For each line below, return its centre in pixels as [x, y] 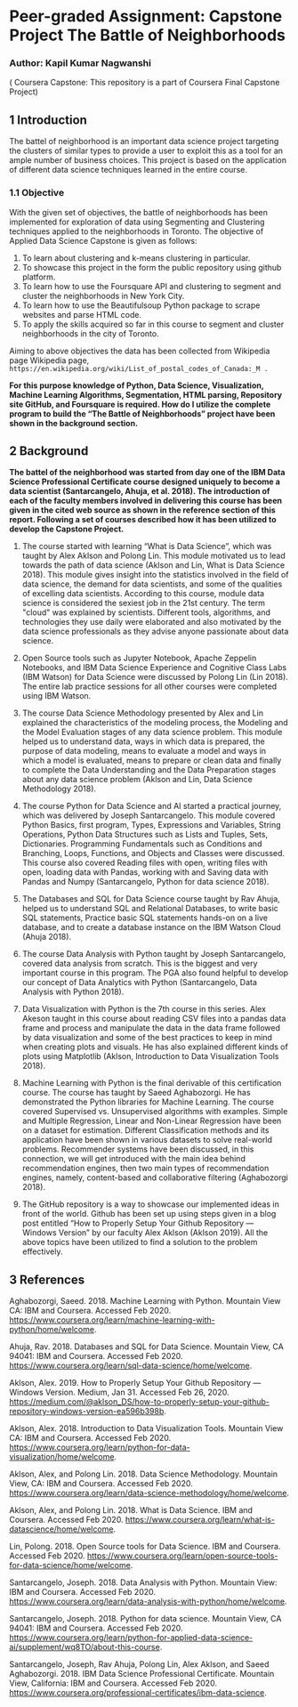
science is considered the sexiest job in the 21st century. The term [143, 603]
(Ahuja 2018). [47, 937]
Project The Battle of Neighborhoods [148, 35]
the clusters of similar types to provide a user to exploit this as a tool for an [146, 151]
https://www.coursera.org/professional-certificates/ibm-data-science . [138, 1693]
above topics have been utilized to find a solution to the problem [140, 1242]
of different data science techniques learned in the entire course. [128, 170]
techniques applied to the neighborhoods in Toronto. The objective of [137, 231]
